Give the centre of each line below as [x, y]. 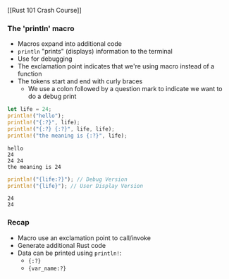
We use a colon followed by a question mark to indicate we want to [125, 89]
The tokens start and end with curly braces [80, 81]
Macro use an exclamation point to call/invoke [84, 238]
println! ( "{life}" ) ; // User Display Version [75, 186]
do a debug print [52, 96]
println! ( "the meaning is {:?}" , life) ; [68, 136]
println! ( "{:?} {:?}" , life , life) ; [61, 129]
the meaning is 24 [34, 167]
